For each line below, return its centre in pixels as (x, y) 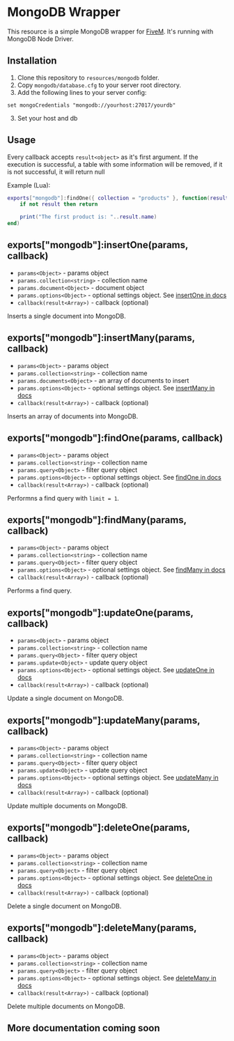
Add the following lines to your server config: (82, 92)
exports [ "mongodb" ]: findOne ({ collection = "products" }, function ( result (118, 198)
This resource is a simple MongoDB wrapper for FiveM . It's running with (110, 31)
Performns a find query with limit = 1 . (63, 498)
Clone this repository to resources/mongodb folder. (88, 77)
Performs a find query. (39, 591)
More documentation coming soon (84, 1028)
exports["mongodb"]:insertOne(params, (98, 245)
